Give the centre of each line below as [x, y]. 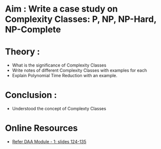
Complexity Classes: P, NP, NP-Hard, [81, 19]
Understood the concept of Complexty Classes [59, 109]
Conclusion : [31, 95]
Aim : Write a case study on [61, 9]
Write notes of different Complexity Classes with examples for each [79, 70]
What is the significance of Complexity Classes [59, 65]
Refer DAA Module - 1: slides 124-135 [49, 141]
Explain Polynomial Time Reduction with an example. [65, 76]
